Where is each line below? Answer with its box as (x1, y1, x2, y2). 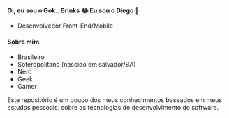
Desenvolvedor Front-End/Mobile (17, 22, 114, 30)
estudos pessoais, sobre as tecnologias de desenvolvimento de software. (7, 103, 219, 112)
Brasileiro (17, 53, 45, 61)
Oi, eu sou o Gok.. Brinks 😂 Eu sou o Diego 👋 (7, 6, 140, 15)
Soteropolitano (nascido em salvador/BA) (17, 60, 136, 69)
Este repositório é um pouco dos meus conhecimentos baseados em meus (7, 96, 222, 104)
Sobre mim (7, 37, 40, 46)
